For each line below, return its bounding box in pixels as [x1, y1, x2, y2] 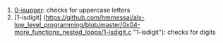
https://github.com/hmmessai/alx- [45, 13, 145, 21]
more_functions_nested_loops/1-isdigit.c [13, 28, 132, 36]
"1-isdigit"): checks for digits [133, 28, 217, 36]
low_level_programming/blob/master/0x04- [13, 21, 141, 28]
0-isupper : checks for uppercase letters [13, 6, 131, 14]
